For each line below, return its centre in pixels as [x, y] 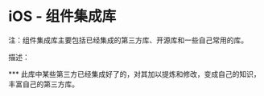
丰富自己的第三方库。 [43, 84]
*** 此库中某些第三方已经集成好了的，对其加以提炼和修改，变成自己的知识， [134, 74]
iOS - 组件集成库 [62, 16]
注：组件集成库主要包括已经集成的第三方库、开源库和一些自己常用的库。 [128, 40]
